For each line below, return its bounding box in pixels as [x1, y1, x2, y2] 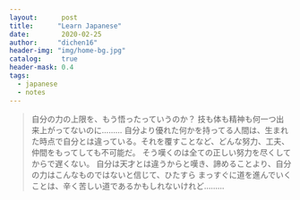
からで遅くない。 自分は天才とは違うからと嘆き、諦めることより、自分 [30, 158, 292, 169]
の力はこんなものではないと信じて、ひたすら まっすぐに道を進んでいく [30, 169, 292, 179]
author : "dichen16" [9, 37, 99, 47]
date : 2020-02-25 [9, 29, 102, 38]
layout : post [9, 12, 78, 22]
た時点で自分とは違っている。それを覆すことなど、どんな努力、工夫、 [30, 136, 289, 146]
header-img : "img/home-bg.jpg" [9, 46, 126, 55]
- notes [17, 87, 47, 96]
